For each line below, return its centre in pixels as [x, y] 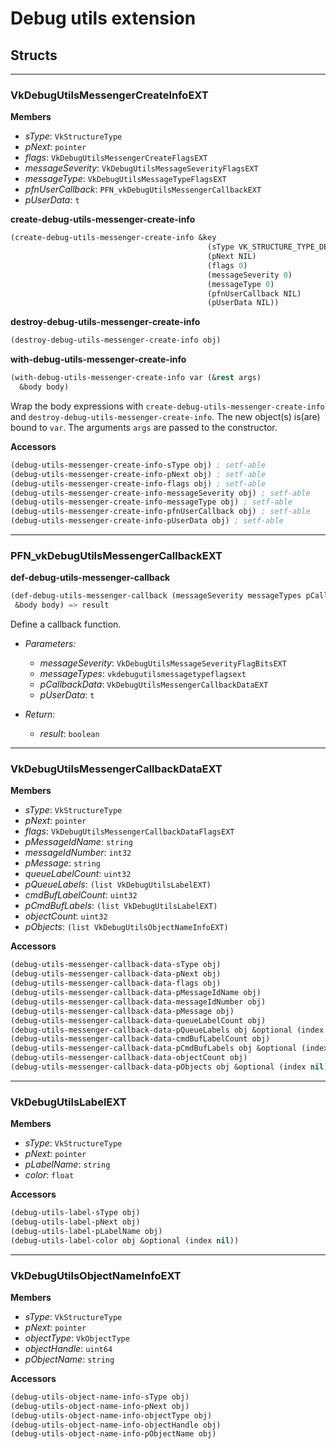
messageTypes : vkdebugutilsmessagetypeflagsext [143, 674]
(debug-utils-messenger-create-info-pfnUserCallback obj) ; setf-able [160, 512]
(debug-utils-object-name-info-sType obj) [100, 1397]
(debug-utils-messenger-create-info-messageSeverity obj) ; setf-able [160, 493]
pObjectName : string [69, 1359]
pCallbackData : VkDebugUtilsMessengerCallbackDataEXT [154, 684]
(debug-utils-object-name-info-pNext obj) [100, 1406]
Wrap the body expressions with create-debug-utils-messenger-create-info [167, 406]
